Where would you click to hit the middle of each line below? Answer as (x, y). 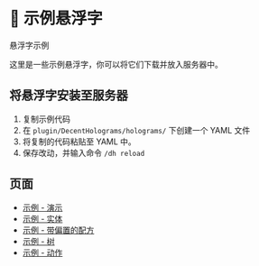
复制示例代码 (46, 119)
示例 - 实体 (42, 218)
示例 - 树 (39, 241)
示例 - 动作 (42, 252)
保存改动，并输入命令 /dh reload (83, 152)
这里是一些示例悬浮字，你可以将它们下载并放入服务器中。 (116, 64)
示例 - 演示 (42, 207)
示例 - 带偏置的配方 (58, 230)
